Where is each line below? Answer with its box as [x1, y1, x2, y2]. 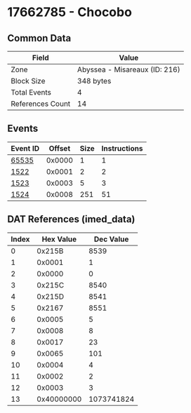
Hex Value [41, 234, 77, 244]
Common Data [7, 32, 72, 44]
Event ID [11, 143, 40, 153]
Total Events [11, 88, 51, 97]
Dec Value [93, 234, 129, 244]
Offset [48, 143, 71, 153]
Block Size [11, 76, 46, 86]
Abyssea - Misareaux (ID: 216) [77, 65, 180, 74]
